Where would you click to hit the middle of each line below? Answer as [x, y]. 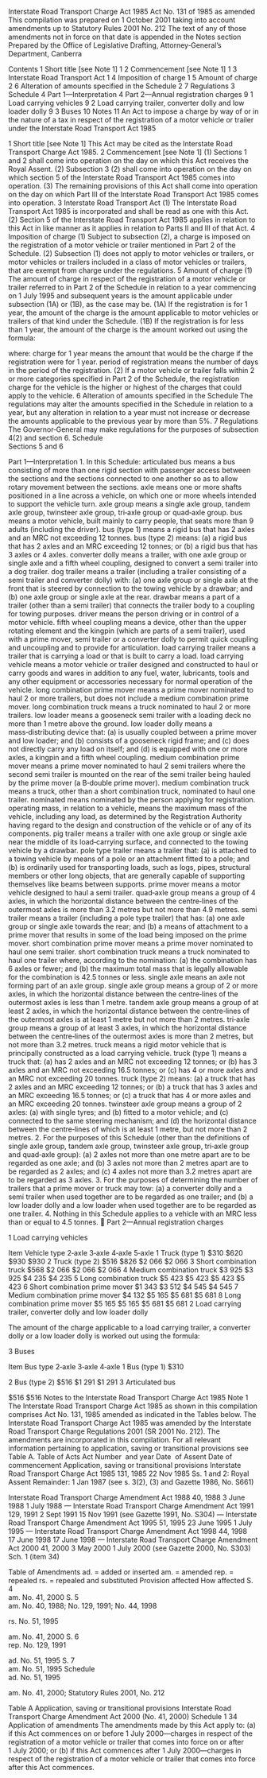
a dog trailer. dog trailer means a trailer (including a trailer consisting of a [128, 571]
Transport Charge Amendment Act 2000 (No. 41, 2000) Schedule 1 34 [123, 1716]
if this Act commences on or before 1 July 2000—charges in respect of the [130, 1733]
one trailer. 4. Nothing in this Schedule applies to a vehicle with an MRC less [132, 1213]
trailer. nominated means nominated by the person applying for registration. [132, 800]
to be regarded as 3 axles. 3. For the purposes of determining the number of [133, 1180]
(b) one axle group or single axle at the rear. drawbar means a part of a [124, 597]
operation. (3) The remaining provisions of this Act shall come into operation [133, 186]
